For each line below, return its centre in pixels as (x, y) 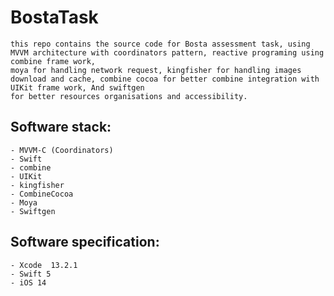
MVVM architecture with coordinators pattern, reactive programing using (167, 52)
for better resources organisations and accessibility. (129, 96)
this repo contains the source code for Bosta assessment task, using (160, 44)
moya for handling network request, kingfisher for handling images (156, 70)
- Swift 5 (31, 274)
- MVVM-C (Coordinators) (62, 150)
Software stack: (61, 127)
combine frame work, (53, 61)
